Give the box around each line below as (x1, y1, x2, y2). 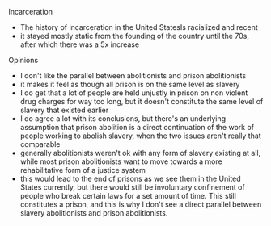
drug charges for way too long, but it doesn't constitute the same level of (19, 97, 264, 106)
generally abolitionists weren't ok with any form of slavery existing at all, (19, 149, 261, 157)
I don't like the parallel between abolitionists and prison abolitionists (19, 71, 247, 80)
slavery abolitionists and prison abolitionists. (19, 208, 168, 217)
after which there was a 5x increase (19, 40, 140, 49)
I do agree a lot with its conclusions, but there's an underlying (19, 114, 227, 123)
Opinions (8, 56, 39, 65)
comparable (19, 140, 61, 149)
